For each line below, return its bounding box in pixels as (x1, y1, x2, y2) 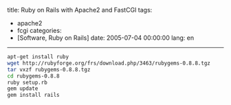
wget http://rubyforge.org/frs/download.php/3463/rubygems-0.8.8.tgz (7, 60, 211, 67)
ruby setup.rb (7, 79, 48, 86)
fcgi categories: (16, 27, 62, 34)
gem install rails (7, 92, 60, 99)
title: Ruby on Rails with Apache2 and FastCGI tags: (7, 6, 153, 14)
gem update (7, 85, 38, 92)
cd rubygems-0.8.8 (7, 72, 60, 80)
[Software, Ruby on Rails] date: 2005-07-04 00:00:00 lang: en (16, 34, 195, 42)
